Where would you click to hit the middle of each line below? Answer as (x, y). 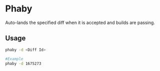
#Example (14, 59)
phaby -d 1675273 (23, 63)
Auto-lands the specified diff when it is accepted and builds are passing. (80, 22)
